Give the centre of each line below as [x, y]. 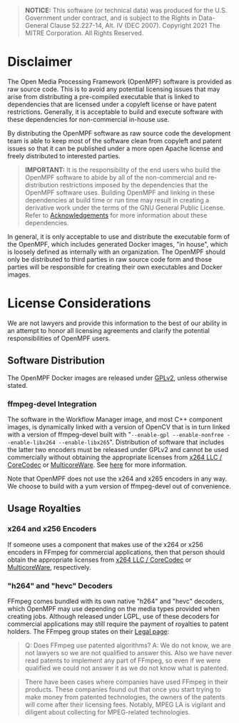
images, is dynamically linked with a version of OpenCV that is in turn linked [119, 426]
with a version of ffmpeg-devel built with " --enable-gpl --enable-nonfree [116, 434]
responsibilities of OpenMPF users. [59, 338]
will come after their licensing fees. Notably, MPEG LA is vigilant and [125, 704]
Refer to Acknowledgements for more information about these [116, 215]
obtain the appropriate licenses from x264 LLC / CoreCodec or [100, 560]
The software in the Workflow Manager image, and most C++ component [115, 419]
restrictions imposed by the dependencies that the [134, 185]
